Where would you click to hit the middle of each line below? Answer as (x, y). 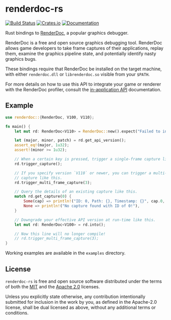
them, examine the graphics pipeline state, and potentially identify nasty (81, 54)
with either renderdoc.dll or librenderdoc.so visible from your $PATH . (78, 74)
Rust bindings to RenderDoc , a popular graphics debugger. (67, 33)
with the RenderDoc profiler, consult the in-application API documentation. (83, 89)
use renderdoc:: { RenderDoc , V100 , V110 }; (50, 117)
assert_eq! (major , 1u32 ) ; (42, 145)
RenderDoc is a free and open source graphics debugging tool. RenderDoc (84, 43)
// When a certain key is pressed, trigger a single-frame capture (87, 159)
